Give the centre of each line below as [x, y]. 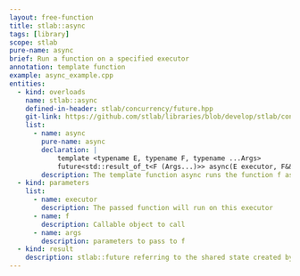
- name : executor [65, 200]
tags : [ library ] [39, 34]
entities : [28, 84]
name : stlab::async [62, 100]
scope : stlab [33, 42]
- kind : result [46, 249]
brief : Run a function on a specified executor [100, 59]
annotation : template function [67, 68]
